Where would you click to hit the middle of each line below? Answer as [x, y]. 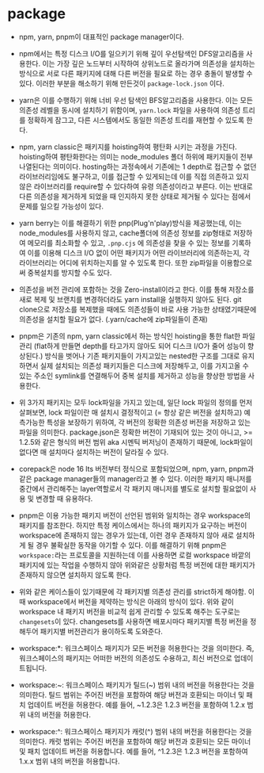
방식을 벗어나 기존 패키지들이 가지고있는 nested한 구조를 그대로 [142, 356]
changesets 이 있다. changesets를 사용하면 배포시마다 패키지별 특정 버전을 [133, 621]
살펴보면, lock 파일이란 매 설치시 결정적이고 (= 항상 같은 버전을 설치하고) [130, 412]
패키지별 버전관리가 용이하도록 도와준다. [102, 631]
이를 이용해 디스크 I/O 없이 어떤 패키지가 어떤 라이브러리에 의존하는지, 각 [138, 253]
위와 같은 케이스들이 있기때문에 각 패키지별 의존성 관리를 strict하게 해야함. [132, 591]
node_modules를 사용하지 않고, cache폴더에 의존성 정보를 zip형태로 [125, 233]
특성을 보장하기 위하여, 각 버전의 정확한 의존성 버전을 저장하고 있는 [149, 422]
